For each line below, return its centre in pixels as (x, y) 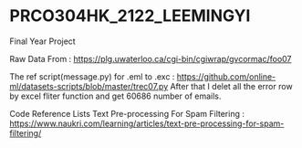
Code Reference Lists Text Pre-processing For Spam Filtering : (127, 113)
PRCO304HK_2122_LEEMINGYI (130, 16)
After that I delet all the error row (232, 86)
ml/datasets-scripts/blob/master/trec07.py (89, 86)
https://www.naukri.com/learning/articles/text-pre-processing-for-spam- (147, 123)
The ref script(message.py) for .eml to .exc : (92, 76)
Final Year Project (42, 41)
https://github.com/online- (226, 76)
